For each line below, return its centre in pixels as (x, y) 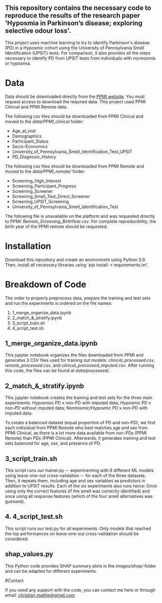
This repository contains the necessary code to (78, 8)
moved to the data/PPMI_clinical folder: (44, 121)
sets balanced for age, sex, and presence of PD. (53, 443)
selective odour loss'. (38, 31)
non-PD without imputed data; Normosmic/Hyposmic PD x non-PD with (76, 408)
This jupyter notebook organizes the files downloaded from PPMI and (74, 355)
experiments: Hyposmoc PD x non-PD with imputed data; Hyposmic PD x (78, 403)
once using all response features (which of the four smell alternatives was (79, 496)
